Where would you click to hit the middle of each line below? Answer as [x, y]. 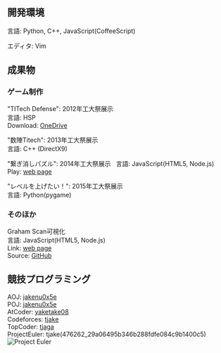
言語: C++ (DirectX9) [38, 148]
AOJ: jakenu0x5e [32, 297]
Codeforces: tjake [33, 319]
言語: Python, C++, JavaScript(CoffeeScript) [71, 31]
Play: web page [30, 172]
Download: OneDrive [38, 125]
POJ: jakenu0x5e [32, 304]
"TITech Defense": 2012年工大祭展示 [61, 108]
